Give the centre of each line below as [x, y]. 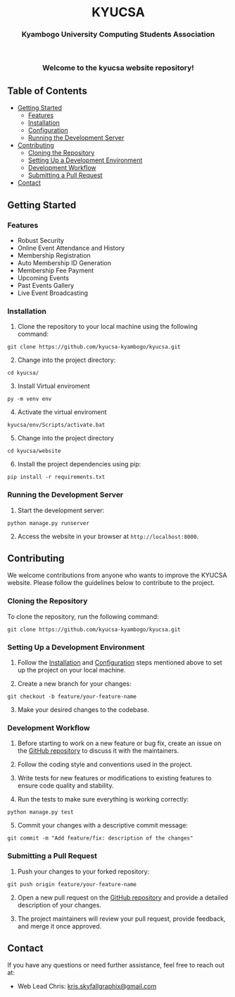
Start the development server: [61, 510]
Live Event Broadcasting [53, 293]
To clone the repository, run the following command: [83, 616]
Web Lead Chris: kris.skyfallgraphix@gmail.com [87, 986]
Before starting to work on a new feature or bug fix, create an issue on [119, 743]
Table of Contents [47, 91]
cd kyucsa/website [34, 451]
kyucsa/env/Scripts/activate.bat [56, 425]
